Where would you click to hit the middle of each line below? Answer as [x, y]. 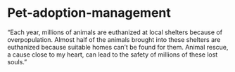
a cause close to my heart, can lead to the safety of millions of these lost [113, 55]
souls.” [17, 62]
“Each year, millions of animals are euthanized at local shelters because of [115, 32]
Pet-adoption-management [89, 13]
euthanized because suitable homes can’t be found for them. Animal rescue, [118, 47]
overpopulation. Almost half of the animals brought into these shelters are [114, 39]
